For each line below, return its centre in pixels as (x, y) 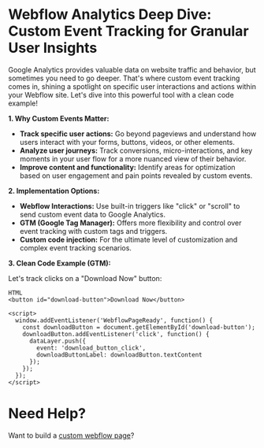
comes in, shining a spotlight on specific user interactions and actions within (132, 86)
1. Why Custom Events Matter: (59, 118)
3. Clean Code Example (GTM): (59, 263)
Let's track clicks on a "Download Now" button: (85, 278)
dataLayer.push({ (58, 341)
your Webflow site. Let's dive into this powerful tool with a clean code (121, 94)
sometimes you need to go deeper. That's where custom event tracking (124, 78)
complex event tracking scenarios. (76, 248)
